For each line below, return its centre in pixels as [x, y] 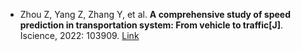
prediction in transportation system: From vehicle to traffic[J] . [151, 25]
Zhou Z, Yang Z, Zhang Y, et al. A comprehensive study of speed [155, 14]
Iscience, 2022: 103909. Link [79, 35]
